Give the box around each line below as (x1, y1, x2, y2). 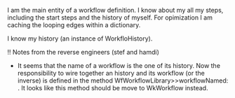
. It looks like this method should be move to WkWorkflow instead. (17, 84, 208, 92)
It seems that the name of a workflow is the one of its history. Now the (17, 62, 221, 69)
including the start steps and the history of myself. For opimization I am (7, 13, 213, 22)
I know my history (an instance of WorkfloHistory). (7, 34, 153, 43)
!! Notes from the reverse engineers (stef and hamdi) (7, 48, 160, 56)
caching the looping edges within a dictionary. (7, 21, 141, 29)
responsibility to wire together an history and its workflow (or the (17, 69, 205, 77)
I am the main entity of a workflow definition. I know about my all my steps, (7, 6, 224, 14)
